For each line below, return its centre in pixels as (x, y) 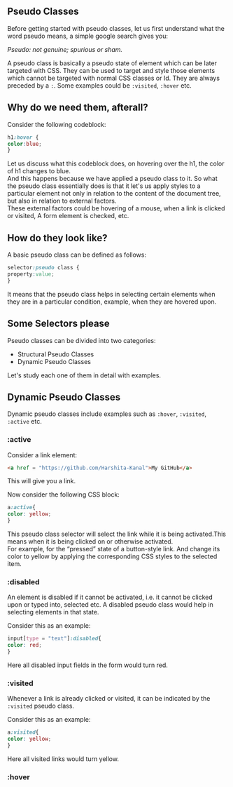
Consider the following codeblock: (57, 124)
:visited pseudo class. (41, 706)
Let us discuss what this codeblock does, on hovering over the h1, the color (116, 163)
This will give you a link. (42, 481)
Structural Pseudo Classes (56, 354)
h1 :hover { (23, 137)
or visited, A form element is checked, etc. (68, 216)
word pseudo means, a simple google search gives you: (88, 36)
